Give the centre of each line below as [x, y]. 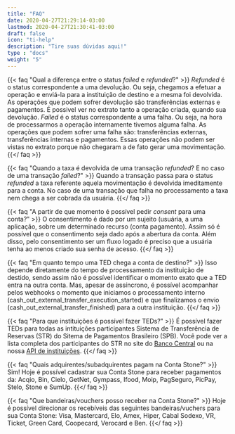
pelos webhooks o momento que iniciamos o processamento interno [106, 292]
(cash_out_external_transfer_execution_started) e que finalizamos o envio [113, 300]
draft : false [26, 33]
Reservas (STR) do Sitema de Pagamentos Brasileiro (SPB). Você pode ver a [117, 336]
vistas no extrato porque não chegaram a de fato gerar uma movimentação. [116, 147]
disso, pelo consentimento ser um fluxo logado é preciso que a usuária [110, 241]
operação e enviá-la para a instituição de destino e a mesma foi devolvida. [115, 94]
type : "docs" [28, 53]
